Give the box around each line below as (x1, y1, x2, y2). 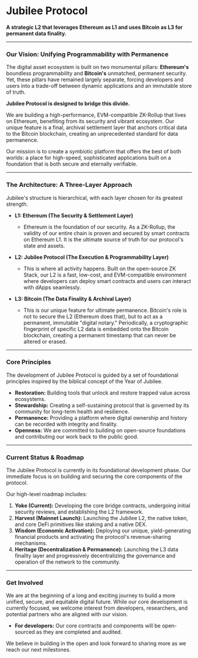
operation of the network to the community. (14, 558, 121, 565)
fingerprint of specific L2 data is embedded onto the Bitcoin (23, 325, 169, 333)
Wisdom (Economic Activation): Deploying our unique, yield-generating (14, 527, 192, 534)
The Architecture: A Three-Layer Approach (6, 181, 133, 189)
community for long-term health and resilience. (14, 408, 130, 415)
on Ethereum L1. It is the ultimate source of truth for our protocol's (23, 236, 184, 243)
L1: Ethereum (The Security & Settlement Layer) (14, 212, 134, 219)
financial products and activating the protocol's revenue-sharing (14, 534, 171, 541)
